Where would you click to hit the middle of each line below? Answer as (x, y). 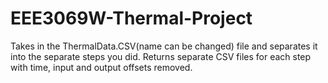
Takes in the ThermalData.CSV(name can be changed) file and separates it (164, 46)
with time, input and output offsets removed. (101, 67)
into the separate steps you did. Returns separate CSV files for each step (161, 56)
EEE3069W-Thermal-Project (131, 18)
